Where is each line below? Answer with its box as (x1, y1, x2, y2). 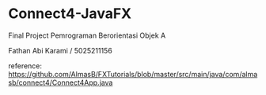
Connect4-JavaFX (8, 5, 132, 23)
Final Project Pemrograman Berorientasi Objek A (8, 31, 166, 40)
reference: (8, 60, 42, 71)
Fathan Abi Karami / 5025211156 (8, 46, 112, 55)
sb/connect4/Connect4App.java (8, 78, 113, 87)
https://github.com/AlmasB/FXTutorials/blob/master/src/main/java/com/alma (8, 69, 258, 79)
